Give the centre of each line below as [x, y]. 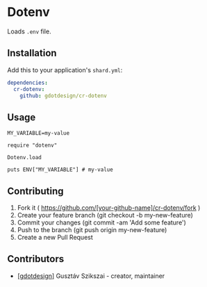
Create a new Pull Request [55, 237]
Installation [32, 53]
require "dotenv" [32, 146]
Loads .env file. [29, 31]
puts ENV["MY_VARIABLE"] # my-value [60, 170]
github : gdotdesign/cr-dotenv [64, 96]
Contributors [36, 259]
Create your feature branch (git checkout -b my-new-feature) [105, 215]
